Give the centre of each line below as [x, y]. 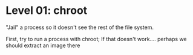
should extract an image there [43, 45]
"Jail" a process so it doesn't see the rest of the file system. [80, 27]
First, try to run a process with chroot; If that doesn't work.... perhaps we [96, 39]
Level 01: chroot [47, 11]
